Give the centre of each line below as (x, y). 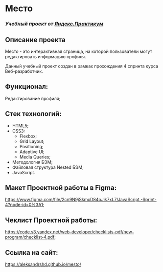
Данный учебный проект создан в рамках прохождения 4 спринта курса (82, 66)
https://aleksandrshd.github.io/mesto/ (43, 264)
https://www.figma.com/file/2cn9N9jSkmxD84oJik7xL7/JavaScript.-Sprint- (81, 200)
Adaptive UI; (32, 152)
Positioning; (31, 146)
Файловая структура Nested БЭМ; (48, 167)
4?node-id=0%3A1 (24, 205)
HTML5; (20, 126)
